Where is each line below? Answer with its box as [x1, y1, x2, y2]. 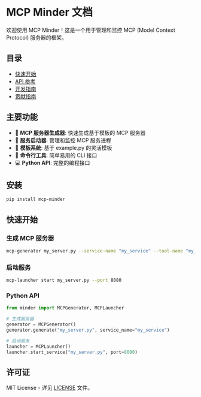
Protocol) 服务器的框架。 [6, 34, 68, 41]
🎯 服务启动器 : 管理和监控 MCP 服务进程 [14, 136, 112, 144]
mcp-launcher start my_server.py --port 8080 [6, 277, 121, 284]
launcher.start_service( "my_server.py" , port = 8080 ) [6, 349, 138, 355]
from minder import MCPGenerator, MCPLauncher [6, 305, 124, 311]
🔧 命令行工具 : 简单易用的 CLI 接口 [14, 151, 98, 159]
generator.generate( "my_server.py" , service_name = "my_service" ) [6, 327, 170, 333]
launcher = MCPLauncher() [6, 343, 71, 350]
